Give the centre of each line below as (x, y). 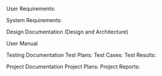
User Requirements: (31, 9)
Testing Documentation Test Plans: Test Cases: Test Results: (81, 55)
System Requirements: (34, 20)
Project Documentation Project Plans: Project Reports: (73, 66)
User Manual (22, 43)
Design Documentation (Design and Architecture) (67, 32)
